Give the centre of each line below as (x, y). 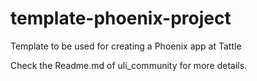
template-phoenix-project (121, 18)
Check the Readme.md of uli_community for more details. (129, 65)
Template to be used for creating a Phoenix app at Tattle (126, 46)
